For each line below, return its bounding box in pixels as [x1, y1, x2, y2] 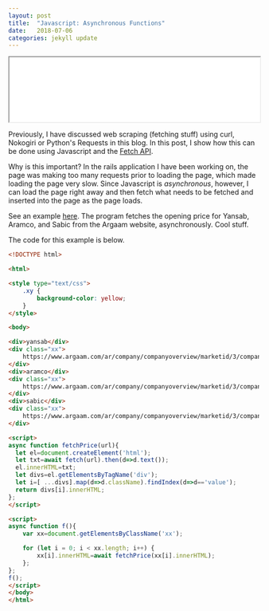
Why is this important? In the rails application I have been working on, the [8, 162, 249, 171]
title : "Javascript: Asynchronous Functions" [8, 19, 166, 27]
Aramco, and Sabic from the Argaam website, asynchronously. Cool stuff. [8, 220, 249, 230]
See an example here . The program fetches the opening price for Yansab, [8, 211, 249, 221]
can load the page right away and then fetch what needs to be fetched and [8, 187, 254, 197]
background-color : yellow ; [37, 294, 127, 302]
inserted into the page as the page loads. [8, 196, 143, 206]
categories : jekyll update [8, 34, 98, 42]
